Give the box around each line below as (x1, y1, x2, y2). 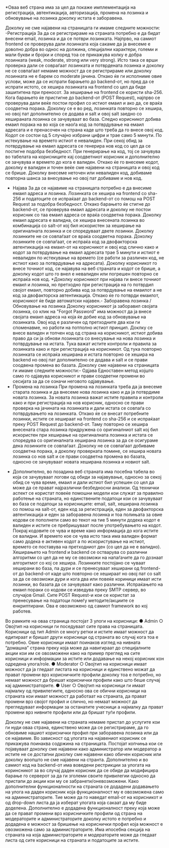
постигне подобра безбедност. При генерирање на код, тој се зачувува (5, 149, 160, 154)
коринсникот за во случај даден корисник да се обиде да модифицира (5, 768, 158, 773)
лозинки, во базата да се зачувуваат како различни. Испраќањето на (12, 581, 163, 587)
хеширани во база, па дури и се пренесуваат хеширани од (12, 566, 140, 571)
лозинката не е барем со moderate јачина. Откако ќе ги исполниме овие (5, 73, 162, 79)
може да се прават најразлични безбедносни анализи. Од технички (12, 485, 159, 491)
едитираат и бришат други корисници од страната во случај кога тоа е (5, 634, 159, 640)
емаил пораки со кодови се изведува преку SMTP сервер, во (12, 587, 146, 593)
